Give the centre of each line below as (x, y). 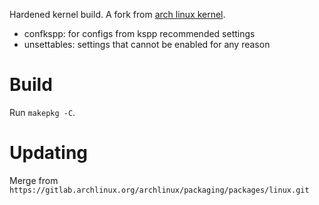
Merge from (34, 180)
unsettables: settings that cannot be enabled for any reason (147, 44)
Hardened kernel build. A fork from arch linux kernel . (117, 14)
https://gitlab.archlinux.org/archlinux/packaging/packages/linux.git (159, 190)
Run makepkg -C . (42, 112)
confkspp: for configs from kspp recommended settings (139, 33)
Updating (49, 153)
